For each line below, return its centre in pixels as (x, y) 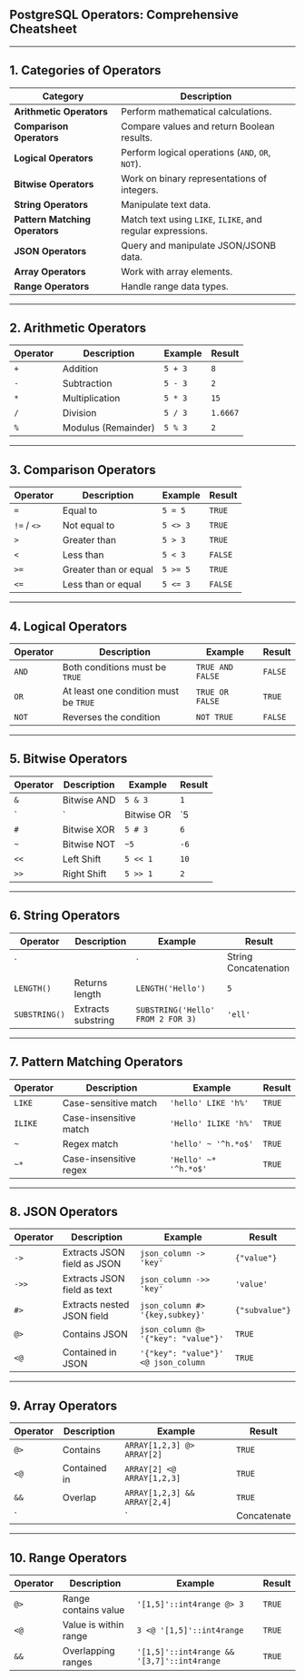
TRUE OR (212, 692)
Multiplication (91, 399)
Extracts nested (96, 1305)
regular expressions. (165, 231)
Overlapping (89, 1650)
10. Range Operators (68, 1558)
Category (63, 96)
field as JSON (92, 1264)
